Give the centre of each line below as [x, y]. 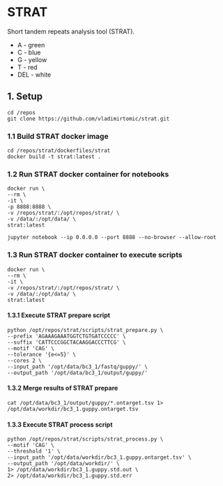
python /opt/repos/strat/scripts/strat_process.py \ [85, 439]
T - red [27, 67]
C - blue [29, 52]
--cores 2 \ [24, 360]
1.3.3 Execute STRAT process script [60, 424]
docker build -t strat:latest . [54, 157]
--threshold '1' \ [34, 451]
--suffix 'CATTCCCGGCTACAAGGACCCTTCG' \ [67, 342]
